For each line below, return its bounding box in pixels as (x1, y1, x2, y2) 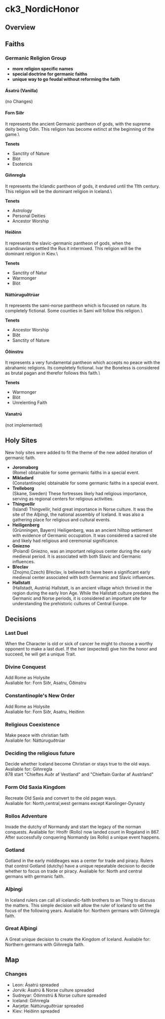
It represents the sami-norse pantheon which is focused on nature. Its (5, 302, 147, 309)
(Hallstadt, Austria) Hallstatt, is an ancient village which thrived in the (12, 584, 152, 590)
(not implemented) (5, 422, 43, 428)
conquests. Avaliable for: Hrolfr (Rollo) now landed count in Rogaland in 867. (5, 829, 160, 835)
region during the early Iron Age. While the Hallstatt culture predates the (12, 590, 159, 596)
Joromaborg (12, 464, 38, 470)
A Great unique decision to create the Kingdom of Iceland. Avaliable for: (5, 936, 151, 942)
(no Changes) (5, 99, 33, 105)
